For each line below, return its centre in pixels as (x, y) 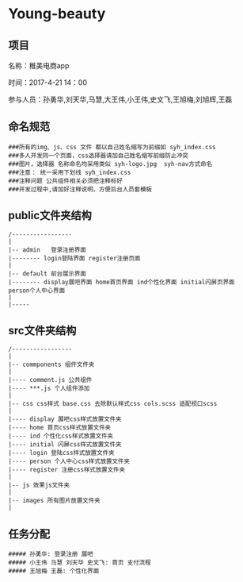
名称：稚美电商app (39, 66)
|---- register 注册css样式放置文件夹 (66, 470)
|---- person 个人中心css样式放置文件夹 (69, 461)
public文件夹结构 (50, 216)
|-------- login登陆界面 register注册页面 (74, 258)
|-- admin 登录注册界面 (47, 250)
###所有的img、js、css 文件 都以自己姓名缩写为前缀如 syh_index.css (112, 147)
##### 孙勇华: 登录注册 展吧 (51, 554)
